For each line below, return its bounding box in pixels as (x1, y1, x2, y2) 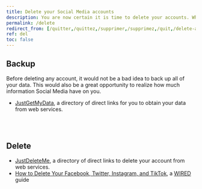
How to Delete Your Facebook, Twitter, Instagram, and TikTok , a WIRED (14, 169, 191, 177)
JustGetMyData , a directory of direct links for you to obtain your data (14, 99, 186, 106)
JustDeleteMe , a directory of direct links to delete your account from (14, 157, 185, 164)
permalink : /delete (6, 20, 55, 26)
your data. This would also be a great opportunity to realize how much (6, 81, 180, 88)
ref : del (6, 31, 28, 37)
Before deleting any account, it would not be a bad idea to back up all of (6, 74, 185, 82)
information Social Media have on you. (6, 88, 102, 95)
